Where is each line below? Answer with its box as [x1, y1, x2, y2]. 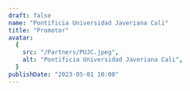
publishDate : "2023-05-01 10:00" [8, 70, 119, 78]
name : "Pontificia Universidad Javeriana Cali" [8, 19, 169, 27]
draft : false [8, 11, 52, 20]
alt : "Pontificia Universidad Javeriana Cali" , [22, 56, 183, 64]
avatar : [8, 33, 34, 42]
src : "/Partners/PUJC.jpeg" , [22, 48, 119, 56]
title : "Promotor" [8, 26, 69, 34]
